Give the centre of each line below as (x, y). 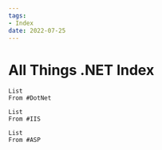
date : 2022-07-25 (37, 30)
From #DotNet (30, 98)
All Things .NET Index (81, 70)
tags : (17, 16)
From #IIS (25, 119)
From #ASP (25, 140)
